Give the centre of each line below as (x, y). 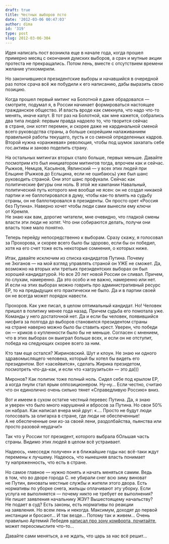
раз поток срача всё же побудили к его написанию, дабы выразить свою (84, 84)
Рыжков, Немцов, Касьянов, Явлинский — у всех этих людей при (76, 168)
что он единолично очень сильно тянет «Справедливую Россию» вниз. (82, 390)
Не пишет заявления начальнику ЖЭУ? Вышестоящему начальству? (79, 499)
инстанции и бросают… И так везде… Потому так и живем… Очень (78, 515)
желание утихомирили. (30, 68)
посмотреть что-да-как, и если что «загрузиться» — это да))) (72, 369)
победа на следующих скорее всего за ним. (53, 343)
